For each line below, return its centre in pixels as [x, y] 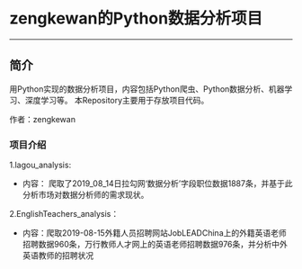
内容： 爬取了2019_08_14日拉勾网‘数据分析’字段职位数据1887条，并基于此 [157, 184]
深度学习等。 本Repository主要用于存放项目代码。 [117, 100]
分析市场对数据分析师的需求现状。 [85, 195]
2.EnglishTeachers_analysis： [64, 214]
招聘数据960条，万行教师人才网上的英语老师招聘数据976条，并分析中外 [155, 245]
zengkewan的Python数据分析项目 [136, 18]
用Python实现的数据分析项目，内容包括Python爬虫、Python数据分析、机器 [147, 89]
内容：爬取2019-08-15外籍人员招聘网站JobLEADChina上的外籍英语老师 [154, 233]
